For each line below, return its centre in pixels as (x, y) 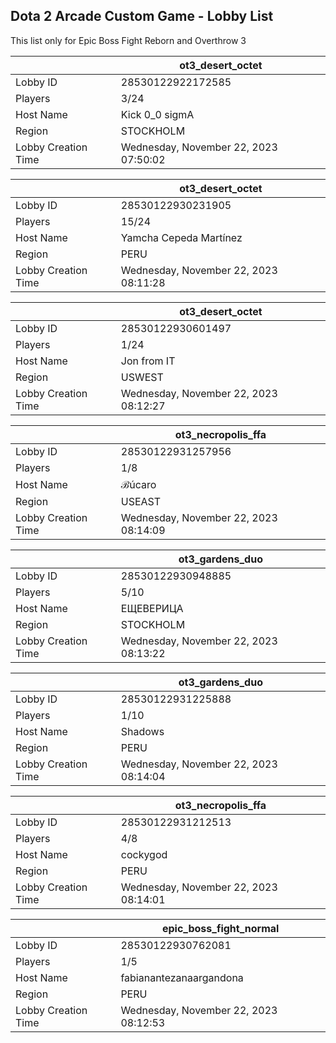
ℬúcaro (138, 484)
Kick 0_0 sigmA (157, 114)
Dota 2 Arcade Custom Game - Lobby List (142, 16)
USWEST (142, 377)
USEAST (141, 501)
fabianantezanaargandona (182, 977)
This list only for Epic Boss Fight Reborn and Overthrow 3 (128, 40)
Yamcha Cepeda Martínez (181, 237)
